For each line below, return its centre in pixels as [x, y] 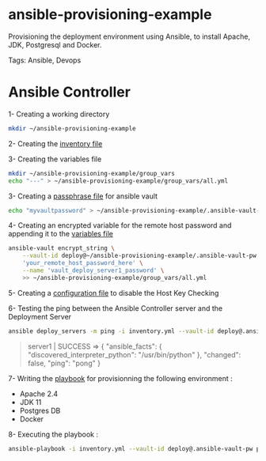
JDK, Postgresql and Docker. [55, 44]
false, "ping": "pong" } [64, 363]
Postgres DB [40, 410]
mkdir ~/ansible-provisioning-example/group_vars [92, 173]
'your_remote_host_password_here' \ [83, 263]
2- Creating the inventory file [55, 143]
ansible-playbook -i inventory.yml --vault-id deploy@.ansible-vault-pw [131, 448]
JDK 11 [30, 402]
